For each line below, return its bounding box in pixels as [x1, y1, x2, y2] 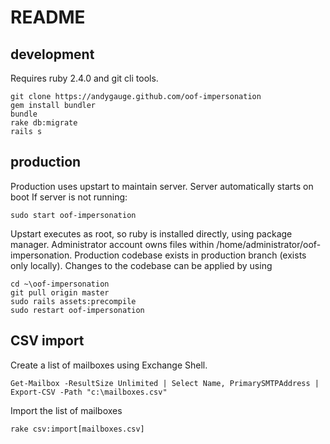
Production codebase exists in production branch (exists [74, 249, 307, 261]
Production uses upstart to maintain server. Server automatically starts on [10, 180, 314, 192]
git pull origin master [10, 287, 110, 298]
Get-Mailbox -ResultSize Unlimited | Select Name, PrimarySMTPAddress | [10, 378, 320, 388]
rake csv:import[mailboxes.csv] [10, 424, 145, 434]
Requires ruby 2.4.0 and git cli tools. [10, 72, 159, 84]
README [10, 6, 86, 29]
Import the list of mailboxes [10, 404, 123, 416]
